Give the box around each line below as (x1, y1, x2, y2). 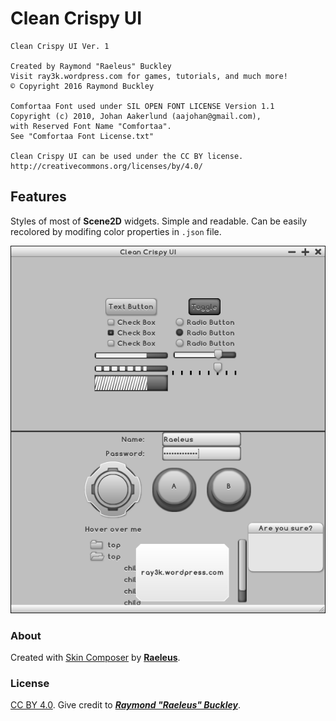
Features (10, 188, 67, 206)
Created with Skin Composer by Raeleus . (10, 652, 181, 664)
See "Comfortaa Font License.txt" (10, 131, 155, 141)
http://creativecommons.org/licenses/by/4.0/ (10, 161, 203, 171)
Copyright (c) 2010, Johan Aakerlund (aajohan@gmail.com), (10, 111, 262, 121)
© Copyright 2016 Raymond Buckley (10, 81, 155, 91)
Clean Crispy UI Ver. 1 (10, 41, 110, 51)
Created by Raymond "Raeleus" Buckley (10, 61, 172, 71)
